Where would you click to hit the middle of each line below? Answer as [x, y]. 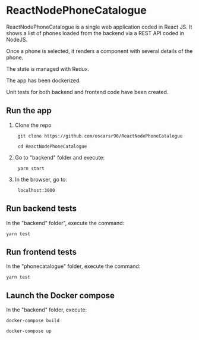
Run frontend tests [42, 252]
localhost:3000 [36, 190]
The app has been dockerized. [44, 80]
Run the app [29, 111]
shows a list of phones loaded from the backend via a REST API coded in [95, 33]
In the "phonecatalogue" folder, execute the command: [73, 266]
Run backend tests [42, 209]
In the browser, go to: [41, 179]
